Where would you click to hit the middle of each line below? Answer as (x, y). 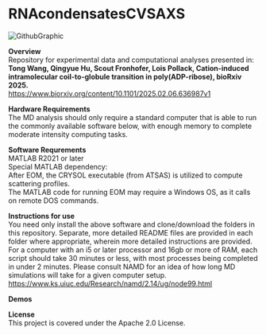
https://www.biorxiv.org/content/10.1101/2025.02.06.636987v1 (110, 93)
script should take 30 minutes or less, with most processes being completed (133, 258)
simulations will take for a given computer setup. (87, 275)
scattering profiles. (39, 183)
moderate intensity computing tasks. (68, 134)
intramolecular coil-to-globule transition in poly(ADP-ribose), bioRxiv (125, 76)
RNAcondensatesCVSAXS (97, 14)
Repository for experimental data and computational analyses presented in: (131, 60)
